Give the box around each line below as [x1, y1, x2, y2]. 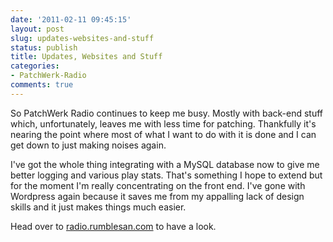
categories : [10, 61, 60, 71]
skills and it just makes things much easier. [10, 201, 187, 213]
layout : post [10, 24, 65, 34]
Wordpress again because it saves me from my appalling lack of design [10, 190, 305, 202]
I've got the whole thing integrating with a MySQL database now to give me [10, 158, 320, 170]
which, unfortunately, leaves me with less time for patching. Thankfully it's [10, 117, 317, 130]
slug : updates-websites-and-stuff [10, 33, 155, 43]
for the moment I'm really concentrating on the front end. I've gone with [10, 179, 306, 191]
